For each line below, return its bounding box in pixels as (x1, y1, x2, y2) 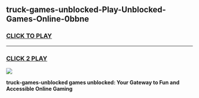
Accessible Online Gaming (6, 85, 73, 92)
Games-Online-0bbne (6, 14, 89, 24)
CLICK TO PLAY (6, 32, 52, 40)
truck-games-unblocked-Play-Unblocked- (6, 5, 166, 15)
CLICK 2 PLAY (6, 54, 47, 62)
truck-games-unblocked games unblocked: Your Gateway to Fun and (6, 78, 179, 86)
